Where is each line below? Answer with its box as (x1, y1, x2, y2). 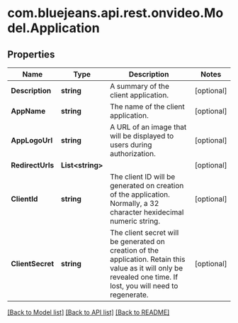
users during (109, 140, 152, 150)
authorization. (109, 149, 156, 158)
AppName (11, 106, 46, 116)
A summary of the (109, 82, 170, 91)
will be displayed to (109, 131, 174, 141)
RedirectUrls (11, 160, 55, 170)
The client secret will (109, 228, 179, 237)
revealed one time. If (109, 272, 178, 282)
